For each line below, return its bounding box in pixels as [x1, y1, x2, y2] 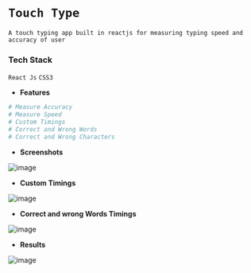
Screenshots [19, 147, 64, 157]
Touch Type [8, 6, 80, 21]
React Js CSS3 [8, 74, 53, 82]
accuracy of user [8, 36, 66, 44]
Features [19, 88, 50, 97]
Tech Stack [8, 54, 53, 65]
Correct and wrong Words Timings [19, 209, 137, 218]
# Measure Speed [8, 111, 62, 119]
